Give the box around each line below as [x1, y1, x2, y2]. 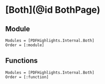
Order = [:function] [5, 74, 49, 79]
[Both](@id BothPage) [5, 4, 100, 16]
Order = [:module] [5, 43, 44, 48]
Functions [5, 56, 38, 65]
